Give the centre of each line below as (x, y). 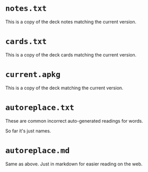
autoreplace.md (38, 150)
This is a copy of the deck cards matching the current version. (71, 54)
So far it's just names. (28, 131)
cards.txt (26, 42)
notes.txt (26, 8)
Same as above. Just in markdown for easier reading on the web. (74, 164)
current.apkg (33, 75)
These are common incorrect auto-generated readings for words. (74, 121)
